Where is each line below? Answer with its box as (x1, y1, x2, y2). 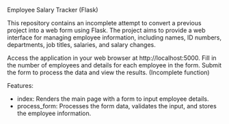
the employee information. (16, 109, 92, 117)
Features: (7, 82, 34, 89)
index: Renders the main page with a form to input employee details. (16, 95, 209, 103)
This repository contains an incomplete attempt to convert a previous (7, 19, 202, 27)
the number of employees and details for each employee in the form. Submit (7, 61, 222, 69)
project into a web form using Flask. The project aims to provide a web (7, 27, 206, 34)
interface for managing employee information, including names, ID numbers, (7, 33, 222, 42)
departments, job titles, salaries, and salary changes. (7, 41, 156, 48)
